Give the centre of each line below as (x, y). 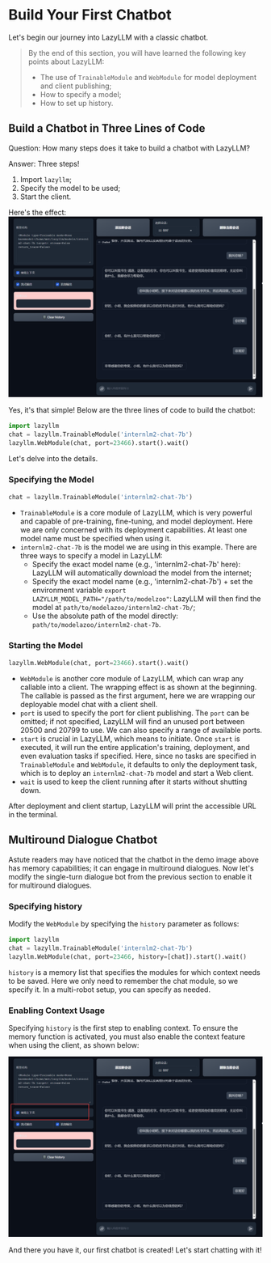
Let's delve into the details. (53, 458)
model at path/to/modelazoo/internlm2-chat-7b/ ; (114, 607)
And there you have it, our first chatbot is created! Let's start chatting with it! (135, 1250)
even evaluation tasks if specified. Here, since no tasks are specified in (138, 756)
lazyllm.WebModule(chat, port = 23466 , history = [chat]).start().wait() (128, 956)
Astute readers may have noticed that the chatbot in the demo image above (134, 859)
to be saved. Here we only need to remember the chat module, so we (123, 981)
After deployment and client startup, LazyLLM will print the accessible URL (132, 806)
